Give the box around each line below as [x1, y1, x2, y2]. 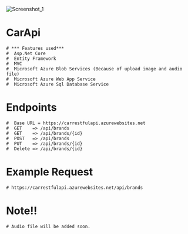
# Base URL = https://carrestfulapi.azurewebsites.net [6, 120, 146, 126]
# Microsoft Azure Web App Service [6, 76, 96, 82]
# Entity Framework [6, 56, 57, 62]
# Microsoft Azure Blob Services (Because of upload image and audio [6, 66, 183, 72]
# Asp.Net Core [6, 50, 46, 56]
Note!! [6, 204, 38, 217]
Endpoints [6, 101, 57, 114]
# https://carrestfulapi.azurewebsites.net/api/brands [6, 185, 143, 191]
